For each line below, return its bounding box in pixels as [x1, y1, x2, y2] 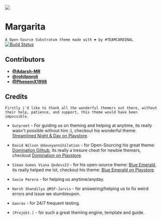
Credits [5, 93, 28, 101]
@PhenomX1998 [12, 78, 47, 84]
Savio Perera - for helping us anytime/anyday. [12, 176, 105, 182]
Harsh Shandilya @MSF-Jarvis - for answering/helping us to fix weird [12, 186, 149, 191]
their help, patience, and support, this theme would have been [5, 110, 138, 115]
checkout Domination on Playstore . [12, 152, 82, 158]
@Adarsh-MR [12, 68, 41, 74]
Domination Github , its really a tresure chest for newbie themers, [12, 147, 142, 153]
